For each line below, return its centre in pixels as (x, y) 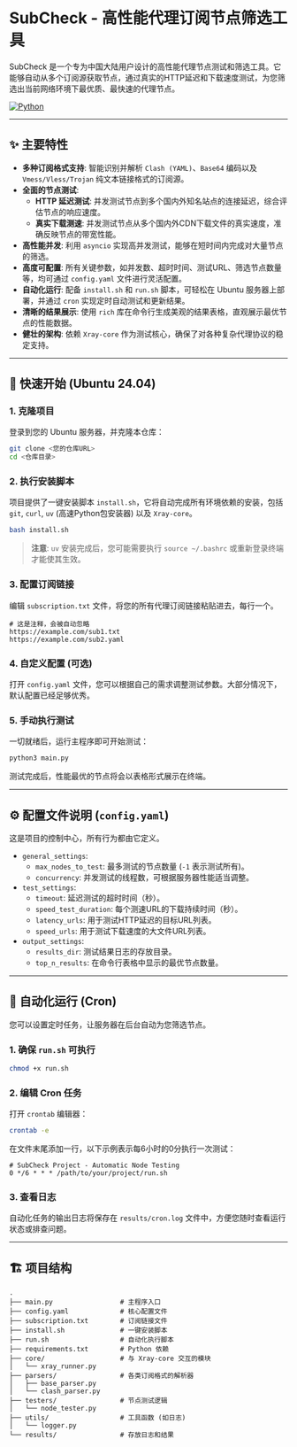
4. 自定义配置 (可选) (51, 663)
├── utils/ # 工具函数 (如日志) (98, 1418)
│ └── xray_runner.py (53, 1366)
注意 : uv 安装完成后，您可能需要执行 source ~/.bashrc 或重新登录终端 (157, 548)
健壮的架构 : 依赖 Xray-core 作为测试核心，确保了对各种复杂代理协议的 (149, 334)
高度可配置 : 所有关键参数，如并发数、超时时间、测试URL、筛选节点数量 (152, 267)
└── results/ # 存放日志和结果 (91, 1435)
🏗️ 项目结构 (41, 1268)
